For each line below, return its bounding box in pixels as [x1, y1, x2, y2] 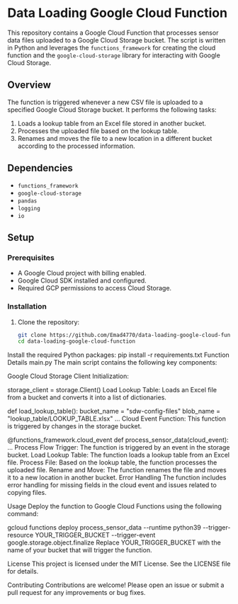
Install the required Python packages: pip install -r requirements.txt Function [7, 351, 230, 359]
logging [17, 205, 40, 212]
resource [7, 531, 34, 540]
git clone [17, 331, 47, 338]
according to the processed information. [17, 142, 136, 150]
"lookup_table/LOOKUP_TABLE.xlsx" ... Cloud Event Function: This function [7, 414, 227, 423]
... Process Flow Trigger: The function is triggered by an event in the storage [7, 443, 230, 452]
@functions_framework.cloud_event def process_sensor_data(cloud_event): [7, 435, 229, 444]
